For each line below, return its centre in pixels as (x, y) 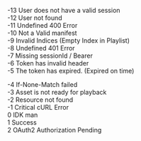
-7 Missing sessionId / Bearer (50, 56)
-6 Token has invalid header (48, 63)
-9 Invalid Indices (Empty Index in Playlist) (68, 41)
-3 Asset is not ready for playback (57, 92)
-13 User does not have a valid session (64, 10)
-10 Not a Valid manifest (42, 33)
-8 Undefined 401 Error (41, 48)
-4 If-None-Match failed (43, 84)
